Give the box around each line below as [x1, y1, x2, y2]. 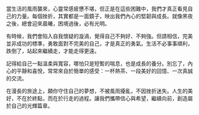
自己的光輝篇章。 [11, 103, 53, 109]
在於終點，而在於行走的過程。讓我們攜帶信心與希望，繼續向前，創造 [21, 95, 188, 102]
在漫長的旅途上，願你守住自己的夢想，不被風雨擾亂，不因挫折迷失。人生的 [6, 88, 188, 94]
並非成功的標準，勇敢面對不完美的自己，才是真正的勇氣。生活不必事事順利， [6, 40, 193, 47]
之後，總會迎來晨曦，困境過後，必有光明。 [6, 20, 110, 27]
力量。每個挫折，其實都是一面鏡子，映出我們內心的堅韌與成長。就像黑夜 [16, 12, 193, 20]
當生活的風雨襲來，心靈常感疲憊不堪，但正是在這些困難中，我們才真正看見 [6, 5, 188, 12]
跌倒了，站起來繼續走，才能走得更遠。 [6, 47, 99, 55]
